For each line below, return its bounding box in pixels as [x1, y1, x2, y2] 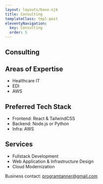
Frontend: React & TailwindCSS [12, 116, 75, 122]
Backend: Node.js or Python [12, 121, 69, 127]
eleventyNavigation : [5, 21, 48, 26]
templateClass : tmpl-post [5, 16, 58, 21]
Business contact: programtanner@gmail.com [5, 173, 98, 179]
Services [5, 140, 33, 149]
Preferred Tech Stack [5, 103, 72, 111]
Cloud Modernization [12, 163, 55, 169]
